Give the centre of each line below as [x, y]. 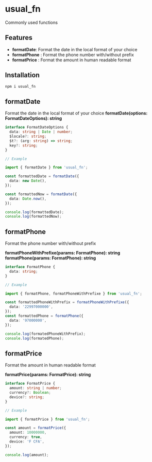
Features [19, 38]
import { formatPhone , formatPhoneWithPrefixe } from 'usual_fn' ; [74, 294]
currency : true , [26, 437]
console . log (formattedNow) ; [34, 217]
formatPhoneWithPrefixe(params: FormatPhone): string [63, 253]
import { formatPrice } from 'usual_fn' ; [48, 419]
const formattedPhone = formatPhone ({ [44, 316]
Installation [22, 75]
